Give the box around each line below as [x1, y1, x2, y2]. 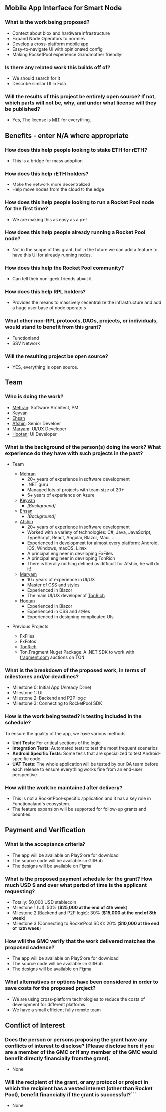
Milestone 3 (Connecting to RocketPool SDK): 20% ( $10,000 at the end [12, 920, 159, 926]
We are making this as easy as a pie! [12, 216, 87, 222]
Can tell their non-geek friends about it [12, 276, 92, 282]
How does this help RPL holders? [5, 288, 86, 295]
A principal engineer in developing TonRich [27, 556, 115, 561]
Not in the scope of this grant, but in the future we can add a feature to [12, 246, 158, 252]
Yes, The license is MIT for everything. [12, 117, 91, 123]
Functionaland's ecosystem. [12, 800, 71, 807]
